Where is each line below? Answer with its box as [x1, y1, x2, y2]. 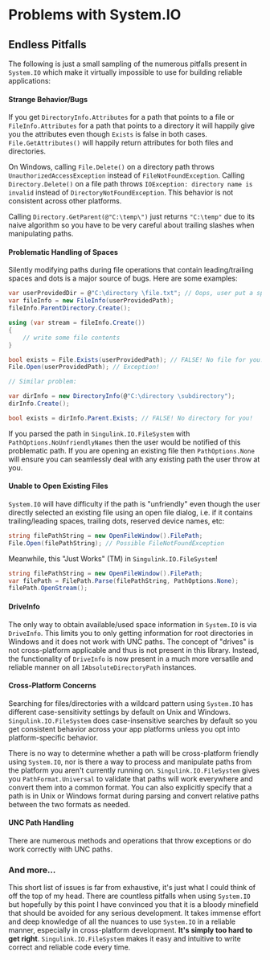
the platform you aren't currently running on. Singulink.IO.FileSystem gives [8, 765, 260, 775]
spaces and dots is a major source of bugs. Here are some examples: [8, 273, 238, 283]
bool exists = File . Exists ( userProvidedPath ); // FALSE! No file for [8, 355, 247, 363]
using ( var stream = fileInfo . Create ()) [8, 319, 146, 327]
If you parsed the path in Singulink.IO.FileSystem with [8, 429, 190, 438]
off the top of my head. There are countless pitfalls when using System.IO [8, 891, 251, 901]
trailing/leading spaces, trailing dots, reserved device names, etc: [8, 516, 225, 526]
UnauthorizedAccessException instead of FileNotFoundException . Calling [8, 170, 245, 180]
